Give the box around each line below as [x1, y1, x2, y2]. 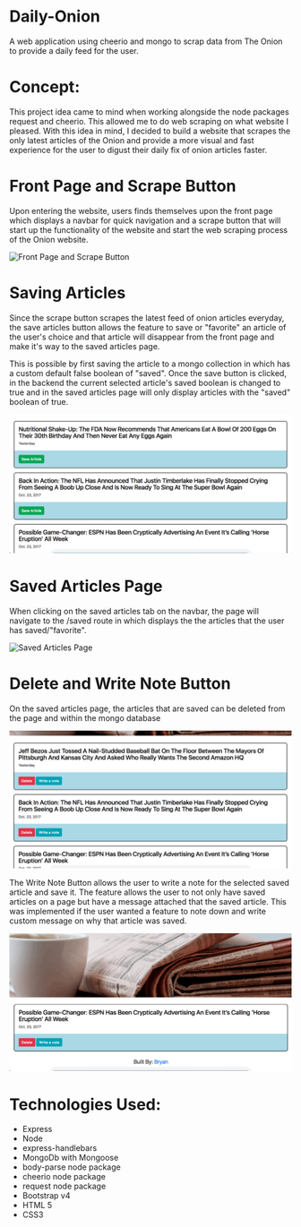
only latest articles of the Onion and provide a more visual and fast [9, 134, 254, 145]
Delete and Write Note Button [9, 674, 231, 693]
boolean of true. [9, 396, 69, 407]
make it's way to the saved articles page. [9, 340, 160, 351]
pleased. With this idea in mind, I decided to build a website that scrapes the [9, 125, 291, 136]
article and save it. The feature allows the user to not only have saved [9, 887, 266, 897]
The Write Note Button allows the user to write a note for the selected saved [9, 877, 289, 888]
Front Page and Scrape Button [9, 176, 236, 196]
